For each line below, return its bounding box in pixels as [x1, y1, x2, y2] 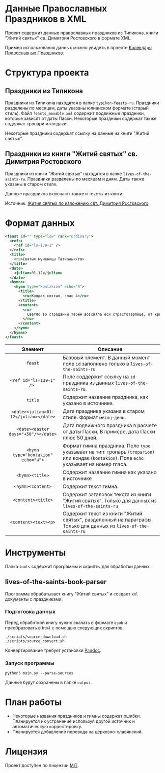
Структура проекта [5, 67, 89, 78]
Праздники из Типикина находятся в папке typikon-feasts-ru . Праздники [5, 100, 160, 106]
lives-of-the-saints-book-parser [5, 578, 107, 586]
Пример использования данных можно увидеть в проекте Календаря [5, 44, 152, 50]
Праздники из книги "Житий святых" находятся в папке [5, 171, 122, 177]
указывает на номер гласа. [62, 461, 128, 468]
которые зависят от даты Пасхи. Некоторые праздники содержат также [5, 115, 157, 121]
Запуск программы [5, 660, 55, 666]
